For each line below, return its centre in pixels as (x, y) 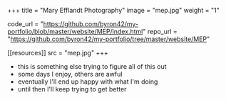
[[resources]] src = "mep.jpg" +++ (58, 53)
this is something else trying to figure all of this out (92, 66)
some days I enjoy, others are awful (70, 74)
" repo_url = (160, 32)
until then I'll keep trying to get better (72, 89)
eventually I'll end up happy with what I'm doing (88, 82)
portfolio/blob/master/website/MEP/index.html (75, 32)
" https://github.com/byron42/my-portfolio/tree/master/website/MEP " (109, 39)
